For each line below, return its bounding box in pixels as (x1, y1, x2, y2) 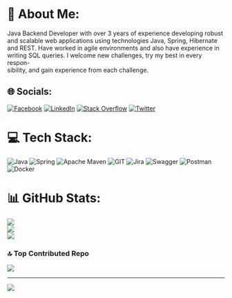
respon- (7, 58, 30, 66)
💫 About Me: (7, 6, 80, 22)
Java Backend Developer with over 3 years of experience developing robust (7, 29, 223, 37)
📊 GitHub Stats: (7, 190, 101, 206)
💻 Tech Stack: (7, 129, 93, 145)
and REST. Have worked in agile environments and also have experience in (7, 44, 220, 52)
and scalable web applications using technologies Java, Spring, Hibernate (7, 36, 217, 44)
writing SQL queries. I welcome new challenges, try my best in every (7, 51, 202, 59)
